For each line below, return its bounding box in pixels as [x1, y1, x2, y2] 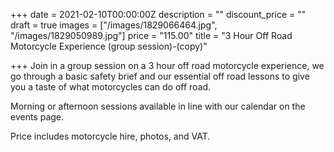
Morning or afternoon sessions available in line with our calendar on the [10, 100, 306, 112]
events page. [10, 111, 65, 123]
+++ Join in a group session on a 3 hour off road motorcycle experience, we [10, 60, 325, 71]
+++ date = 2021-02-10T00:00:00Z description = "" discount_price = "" [10, 9, 307, 20]
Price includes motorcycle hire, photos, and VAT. [10, 130, 211, 142]
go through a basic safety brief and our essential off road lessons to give [10, 70, 310, 82]
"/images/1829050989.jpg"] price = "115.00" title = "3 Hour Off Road [10, 30, 293, 41]
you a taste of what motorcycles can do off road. [10, 81, 212, 93]
